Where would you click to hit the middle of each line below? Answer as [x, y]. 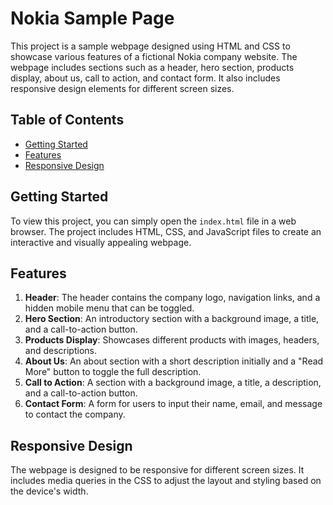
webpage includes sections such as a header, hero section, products [152, 67]
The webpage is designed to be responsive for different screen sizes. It [157, 470]
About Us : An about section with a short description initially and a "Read [174, 361]
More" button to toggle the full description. [113, 372]
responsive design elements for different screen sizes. [122, 88]
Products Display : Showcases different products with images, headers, [172, 340]
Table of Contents [67, 120]
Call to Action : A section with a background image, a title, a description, [173, 383]
